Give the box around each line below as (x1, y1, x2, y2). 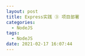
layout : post (6, 8, 38, 15)
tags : (6, 30, 19, 36)
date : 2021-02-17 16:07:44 (6, 41, 73, 47)
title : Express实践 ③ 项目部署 (6, 14, 80, 20)
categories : (6, 19, 35, 25)
